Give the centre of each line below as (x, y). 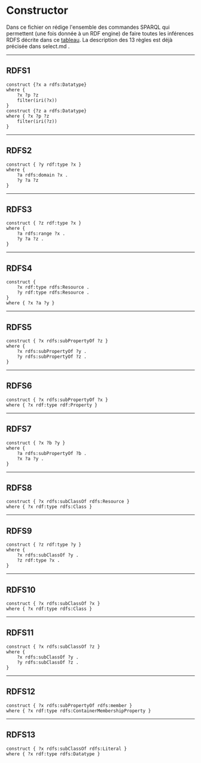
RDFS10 (21, 590)
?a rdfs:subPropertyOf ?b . (52, 453)
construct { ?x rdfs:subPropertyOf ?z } (57, 341)
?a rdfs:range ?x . (41, 234)
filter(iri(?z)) (37, 121)
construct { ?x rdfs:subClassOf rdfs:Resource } (68, 502)
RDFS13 (21, 735)
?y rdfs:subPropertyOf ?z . (52, 357)
